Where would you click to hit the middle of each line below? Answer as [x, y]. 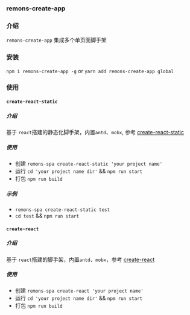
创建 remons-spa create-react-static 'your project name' [89, 163]
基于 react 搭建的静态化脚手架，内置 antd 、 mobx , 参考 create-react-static [95, 132]
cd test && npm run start [47, 215]
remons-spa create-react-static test [62, 210]
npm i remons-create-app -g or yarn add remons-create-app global [90, 71]
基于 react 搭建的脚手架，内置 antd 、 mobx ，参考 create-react [81, 259]
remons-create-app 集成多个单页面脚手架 [56, 40]
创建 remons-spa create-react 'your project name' [79, 291]
